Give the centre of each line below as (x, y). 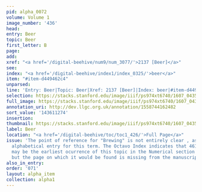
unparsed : (19, 85)
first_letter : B (26, 46)
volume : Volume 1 (28, 17)
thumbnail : (20, 124)
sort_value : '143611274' (37, 113)
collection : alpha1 (31, 180)
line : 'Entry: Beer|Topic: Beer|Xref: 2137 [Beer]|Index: (80, 90)
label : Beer (21, 129)
